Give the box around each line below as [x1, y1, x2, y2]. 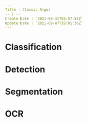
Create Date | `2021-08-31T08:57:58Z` [5, 16, 83, 21]
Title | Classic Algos [5, 7, 51, 12]
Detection [5, 64, 45, 75]
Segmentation [5, 86, 63, 97]
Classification [5, 42, 62, 52]
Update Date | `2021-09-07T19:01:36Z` [5, 20, 83, 26]
